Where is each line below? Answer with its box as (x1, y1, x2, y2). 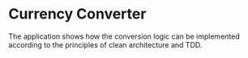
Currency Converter (8, 5, 147, 23)
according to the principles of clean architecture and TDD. (8, 39, 203, 49)
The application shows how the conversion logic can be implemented (8, 31, 241, 41)
